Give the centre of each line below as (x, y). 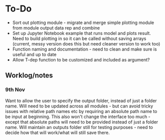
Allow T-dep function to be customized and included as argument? (81, 59)
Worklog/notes (29, 75)
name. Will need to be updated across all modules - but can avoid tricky (79, 106)
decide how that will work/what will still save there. (57, 132)
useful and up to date (34, 54)
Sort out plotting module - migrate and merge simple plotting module (83, 22)
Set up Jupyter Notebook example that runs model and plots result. (81, 33)
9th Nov (15, 89)
